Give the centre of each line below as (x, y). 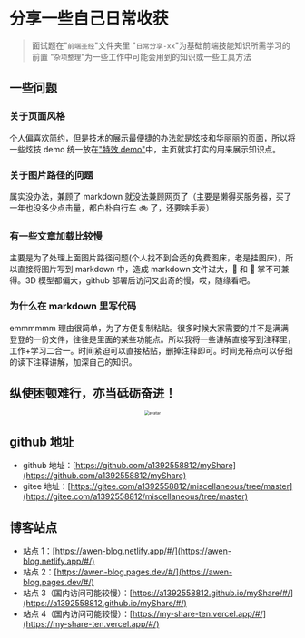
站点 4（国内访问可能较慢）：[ (78, 613)
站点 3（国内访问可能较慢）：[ (78, 593)
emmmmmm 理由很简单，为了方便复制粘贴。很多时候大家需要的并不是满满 (149, 328)
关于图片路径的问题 (51, 175)
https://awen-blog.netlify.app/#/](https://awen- (143, 551)
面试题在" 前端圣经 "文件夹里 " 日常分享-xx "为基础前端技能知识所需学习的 (161, 45)
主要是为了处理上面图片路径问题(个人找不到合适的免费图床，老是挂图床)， (148, 258)
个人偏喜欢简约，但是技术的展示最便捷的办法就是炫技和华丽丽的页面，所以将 (152, 138)
